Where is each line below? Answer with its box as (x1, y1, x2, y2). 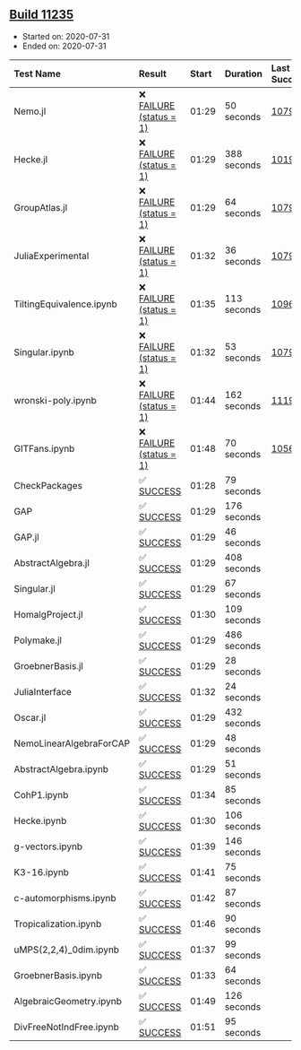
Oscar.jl (13, 711, 47, 724)
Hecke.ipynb (13, 814, 67, 827)
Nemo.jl (13, 105, 47, 117)
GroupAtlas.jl (13, 201, 68, 213)
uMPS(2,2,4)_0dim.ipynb (13, 943, 119, 956)
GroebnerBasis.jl (13, 659, 83, 672)
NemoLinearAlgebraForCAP (13, 737, 131, 750)
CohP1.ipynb (13, 788, 69, 801)
